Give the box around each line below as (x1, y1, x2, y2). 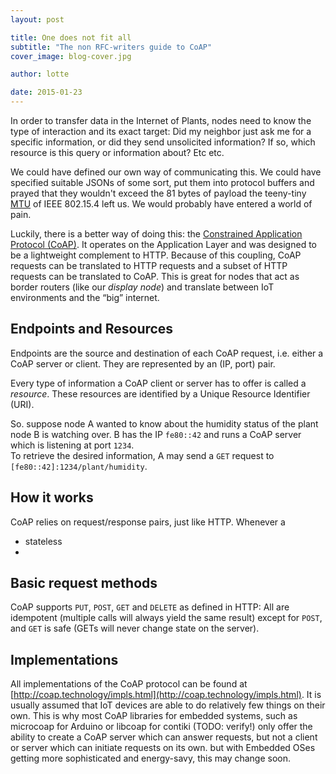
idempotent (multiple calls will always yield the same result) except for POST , (10, 612, 323, 624)
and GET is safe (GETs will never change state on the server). (10, 622, 260, 635)
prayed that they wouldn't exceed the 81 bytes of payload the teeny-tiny (10, 187, 307, 199)
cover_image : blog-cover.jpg (10, 51, 132, 61)
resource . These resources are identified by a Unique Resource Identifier (10, 387, 311, 400)
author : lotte (10, 69, 70, 80)
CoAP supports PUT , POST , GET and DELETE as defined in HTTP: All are (10, 601, 290, 613)
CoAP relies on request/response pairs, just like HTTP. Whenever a (10, 516, 286, 528)
